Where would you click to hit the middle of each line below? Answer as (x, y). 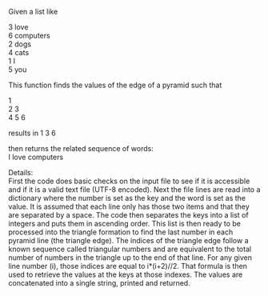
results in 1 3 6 (32, 133)
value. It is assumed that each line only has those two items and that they (129, 206)
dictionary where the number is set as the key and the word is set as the (127, 198)
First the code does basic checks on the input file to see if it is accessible (129, 181)
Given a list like (33, 12)
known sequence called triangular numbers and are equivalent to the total (130, 249)
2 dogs (20, 44)
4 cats (19, 52)
